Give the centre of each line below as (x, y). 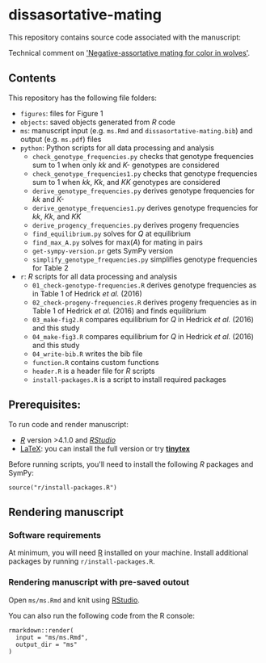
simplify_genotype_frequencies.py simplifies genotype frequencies (145, 259)
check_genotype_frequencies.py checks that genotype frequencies (143, 156)
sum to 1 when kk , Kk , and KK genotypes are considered (126, 182)
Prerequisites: (44, 405)
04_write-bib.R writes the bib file (87, 354)
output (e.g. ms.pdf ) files (61, 139)
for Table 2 (50, 267)
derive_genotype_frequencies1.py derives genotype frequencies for (145, 208)
